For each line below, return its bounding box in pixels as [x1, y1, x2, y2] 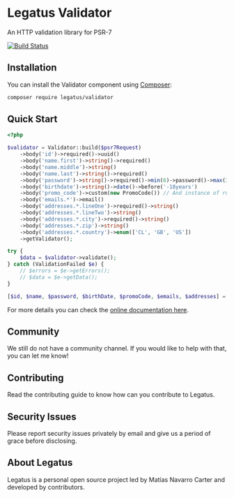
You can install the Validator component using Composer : [7, 80, 172, 89]
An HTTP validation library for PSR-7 [7, 28, 112, 36]
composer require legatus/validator [7, 94, 114, 101]
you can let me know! [7, 351, 69, 360]
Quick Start [7, 113, 58, 125]
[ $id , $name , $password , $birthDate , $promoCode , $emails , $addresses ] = [7, 293, 226, 300]
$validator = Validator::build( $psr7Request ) [7, 145, 141, 152]
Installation [7, 61, 57, 74]
